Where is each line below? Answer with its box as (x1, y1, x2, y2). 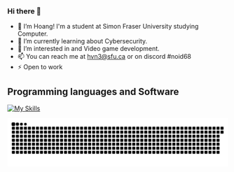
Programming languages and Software (7, 85, 179, 97)
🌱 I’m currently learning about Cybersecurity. (17, 37, 148, 45)
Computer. (17, 29, 48, 38)
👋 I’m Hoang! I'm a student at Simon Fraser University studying (17, 22, 199, 31)
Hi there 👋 (7, 6, 42, 16)
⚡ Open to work (17, 63, 63, 71)
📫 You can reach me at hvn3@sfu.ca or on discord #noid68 (17, 52, 191, 61)
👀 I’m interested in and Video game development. (17, 45, 160, 53)
